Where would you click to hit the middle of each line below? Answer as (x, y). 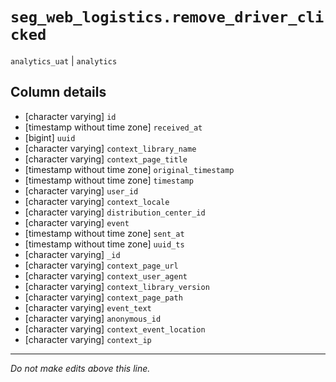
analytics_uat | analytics (64, 60)
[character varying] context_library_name (110, 148)
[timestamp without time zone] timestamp (109, 180)
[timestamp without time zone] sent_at (104, 233)
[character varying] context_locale (97, 201)
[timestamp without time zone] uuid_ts (104, 244)
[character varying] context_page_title (106, 159)
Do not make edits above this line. (80, 368)
